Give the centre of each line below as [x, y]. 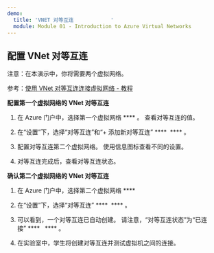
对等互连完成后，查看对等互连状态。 [68, 162]
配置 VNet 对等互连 [47, 56]
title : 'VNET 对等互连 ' [64, 20]
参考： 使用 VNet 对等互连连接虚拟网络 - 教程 [70, 88]
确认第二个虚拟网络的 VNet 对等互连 [58, 176]
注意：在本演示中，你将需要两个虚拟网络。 [67, 74]
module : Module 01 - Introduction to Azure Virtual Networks [103, 26]
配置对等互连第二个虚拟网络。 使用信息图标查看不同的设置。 [102, 147]
